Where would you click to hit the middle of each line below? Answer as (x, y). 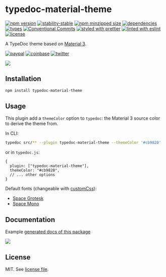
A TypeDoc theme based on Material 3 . (46, 43)
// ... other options (33, 175)
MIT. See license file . (27, 269)
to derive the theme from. (32, 124)
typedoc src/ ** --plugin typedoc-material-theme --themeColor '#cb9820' (83, 143)
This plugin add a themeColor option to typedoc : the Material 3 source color (83, 118)
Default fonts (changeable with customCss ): (51, 189)
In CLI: (12, 133)
